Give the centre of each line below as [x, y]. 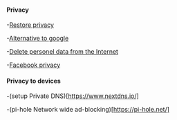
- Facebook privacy [34, 65]
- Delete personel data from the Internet [63, 52]
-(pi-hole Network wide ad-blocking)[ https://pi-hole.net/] [88, 110]
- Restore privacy [30, 25]
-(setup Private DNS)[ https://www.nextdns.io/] [73, 96]
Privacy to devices [34, 81]
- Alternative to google [38, 39]
